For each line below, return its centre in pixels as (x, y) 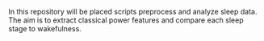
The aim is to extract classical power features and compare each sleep (126, 20)
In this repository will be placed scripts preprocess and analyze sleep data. (133, 12)
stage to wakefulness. (45, 29)
